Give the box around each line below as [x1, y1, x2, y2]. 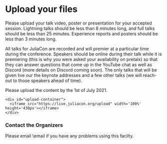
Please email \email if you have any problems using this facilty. [5, 133, 134, 139]
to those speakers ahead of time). [13, 77, 82, 83]
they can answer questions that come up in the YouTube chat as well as [5, 61, 153, 67]
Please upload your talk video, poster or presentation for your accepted [5, 20, 152, 26]
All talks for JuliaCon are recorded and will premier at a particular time [5, 45, 149, 51]
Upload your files [5, 3, 78, 15]
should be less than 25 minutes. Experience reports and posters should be [5, 30, 158, 36]
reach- [143, 72, 157, 78]
